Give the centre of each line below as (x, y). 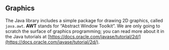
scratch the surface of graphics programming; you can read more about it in (85, 31)
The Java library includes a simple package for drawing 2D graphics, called (84, 20)
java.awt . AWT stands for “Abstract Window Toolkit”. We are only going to (83, 26)
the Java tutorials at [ (27, 36)
